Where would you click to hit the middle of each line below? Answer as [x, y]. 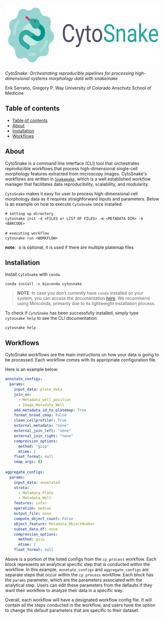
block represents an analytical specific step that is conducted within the [78, 564]
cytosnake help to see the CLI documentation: [51, 318]
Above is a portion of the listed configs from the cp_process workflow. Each [81, 559]
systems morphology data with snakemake [74, 78]
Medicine [14, 93]
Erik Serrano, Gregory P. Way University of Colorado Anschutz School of [78, 88]
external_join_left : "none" [42, 431]
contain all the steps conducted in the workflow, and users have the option [80, 605]
